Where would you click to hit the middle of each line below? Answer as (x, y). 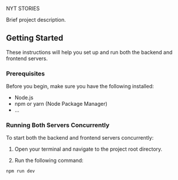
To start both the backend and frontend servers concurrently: (80, 138)
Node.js (24, 98)
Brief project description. (36, 20)
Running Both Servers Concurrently (58, 125)
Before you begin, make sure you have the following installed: (80, 86)
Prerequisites (25, 74)
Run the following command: (49, 161)
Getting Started (35, 38)
